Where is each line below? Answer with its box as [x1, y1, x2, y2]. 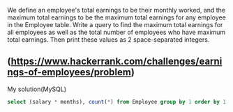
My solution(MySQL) [7, 85, 67, 93]
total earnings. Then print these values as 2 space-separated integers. [7, 35, 210, 44]
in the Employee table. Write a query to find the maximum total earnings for [7, 21, 223, 29]
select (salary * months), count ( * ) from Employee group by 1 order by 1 [7, 98, 227, 105]
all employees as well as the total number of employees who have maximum [7, 28, 226, 36]
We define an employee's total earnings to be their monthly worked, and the [7, 6, 225, 14]
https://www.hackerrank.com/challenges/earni [10, 56, 223, 67]
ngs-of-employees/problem [7, 66, 131, 79]
